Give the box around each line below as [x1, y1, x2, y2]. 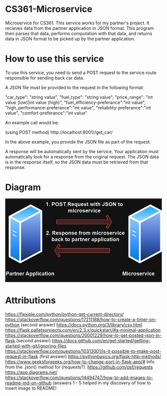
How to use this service [5, 53, 104, 65]
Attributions [5, 295, 56, 306]
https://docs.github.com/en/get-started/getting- [52, 337, 151, 343]
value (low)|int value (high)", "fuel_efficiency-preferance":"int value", [5, 99, 146, 105]
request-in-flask [5, 353, 38, 359]
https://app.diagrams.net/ [5, 369, 58, 375]
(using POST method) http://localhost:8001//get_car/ [5, 129, 113, 135]
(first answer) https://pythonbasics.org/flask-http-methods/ [39, 353, 162, 359]
